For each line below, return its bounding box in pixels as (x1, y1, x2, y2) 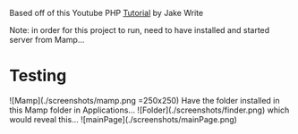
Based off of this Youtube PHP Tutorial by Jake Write (9, 8, 204, 18)
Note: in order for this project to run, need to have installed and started (9, 25, 270, 35)
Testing (9, 66, 67, 86)
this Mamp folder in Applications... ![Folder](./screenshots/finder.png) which (9, 105, 290, 115)
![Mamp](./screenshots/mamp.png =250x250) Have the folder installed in (9, 95, 280, 105)
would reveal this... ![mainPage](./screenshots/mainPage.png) (9, 113, 237, 124)
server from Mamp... (9, 35, 85, 45)
